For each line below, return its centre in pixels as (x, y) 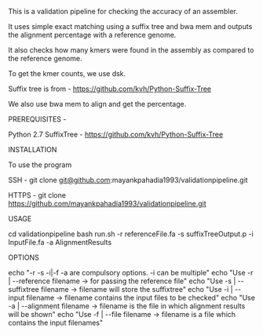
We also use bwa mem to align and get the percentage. (97, 104)
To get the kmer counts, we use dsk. (67, 73)
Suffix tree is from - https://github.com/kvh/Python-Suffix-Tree (110, 89)
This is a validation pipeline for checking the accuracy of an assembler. (123, 11)
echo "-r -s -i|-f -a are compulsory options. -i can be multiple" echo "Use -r (131, 273)
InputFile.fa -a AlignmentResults (60, 242)
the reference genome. (45, 58)
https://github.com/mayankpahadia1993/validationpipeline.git (107, 204)
